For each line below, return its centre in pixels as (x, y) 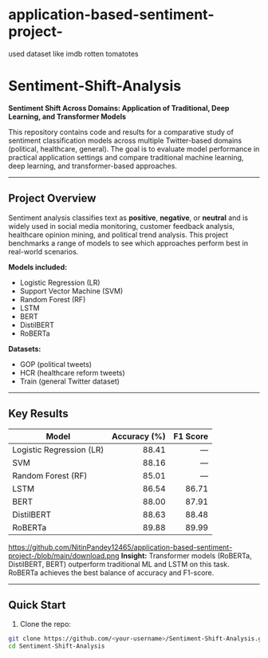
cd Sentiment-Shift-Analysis (57, 646)
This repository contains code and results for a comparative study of (121, 132)
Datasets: (25, 349)
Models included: (38, 267)
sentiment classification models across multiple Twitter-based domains (125, 140)
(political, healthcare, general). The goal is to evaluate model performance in (134, 148)
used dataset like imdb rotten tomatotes (73, 53)
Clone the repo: (45, 625)
